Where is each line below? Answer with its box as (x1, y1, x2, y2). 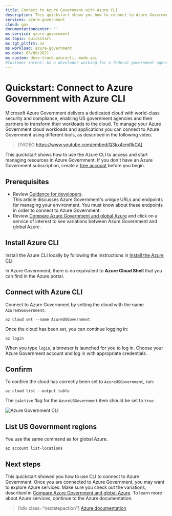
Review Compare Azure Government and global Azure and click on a (12, 213, 158, 219)
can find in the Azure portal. (5, 273, 64, 279)
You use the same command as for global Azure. (5, 436, 108, 442)
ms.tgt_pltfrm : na (5, 41, 45, 46)
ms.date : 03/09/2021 (5, 50, 50, 55)
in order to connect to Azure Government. (12, 207, 101, 213)
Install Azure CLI (5, 239, 59, 247)
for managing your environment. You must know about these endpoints (12, 202, 163, 208)
